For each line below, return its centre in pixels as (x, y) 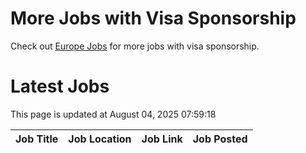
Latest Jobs (60, 86)
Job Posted (220, 139)
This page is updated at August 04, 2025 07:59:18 (113, 114)
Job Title (37, 139)
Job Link (162, 139)
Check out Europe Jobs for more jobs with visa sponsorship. (135, 46)
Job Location (100, 139)
